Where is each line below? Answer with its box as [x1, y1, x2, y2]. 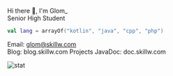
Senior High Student [7, 14, 66, 22]
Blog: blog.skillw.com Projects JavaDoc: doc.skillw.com [7, 47, 166, 56]
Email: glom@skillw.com [7, 40, 77, 48]
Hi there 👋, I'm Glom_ [7, 7, 68, 15]
